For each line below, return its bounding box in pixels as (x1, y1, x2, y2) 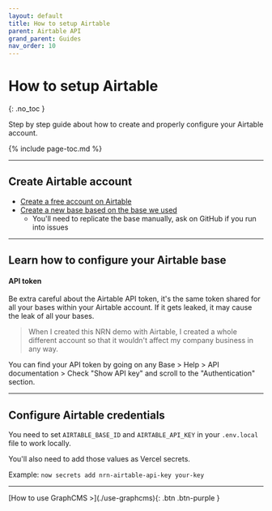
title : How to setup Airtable (8, 19, 111, 28)
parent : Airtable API (8, 27, 82, 35)
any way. (28, 344, 58, 354)
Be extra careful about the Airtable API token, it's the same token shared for (8, 294, 261, 304)
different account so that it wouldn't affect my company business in (28, 336, 253, 346)
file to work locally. (8, 439, 71, 449)
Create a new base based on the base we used (19, 204, 178, 215)
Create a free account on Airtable (19, 196, 132, 206)
